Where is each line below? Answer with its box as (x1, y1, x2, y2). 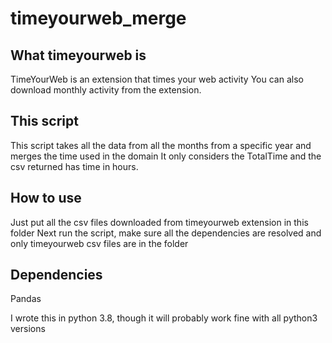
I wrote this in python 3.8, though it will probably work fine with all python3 (10, 312, 318, 324)
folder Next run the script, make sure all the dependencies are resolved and (10, 227, 322, 239)
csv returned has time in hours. (10, 160, 139, 172)
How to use (10, 190, 82, 207)
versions (10, 323, 46, 335)
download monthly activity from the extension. (10, 84, 202, 96)
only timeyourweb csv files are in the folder (10, 237, 189, 249)
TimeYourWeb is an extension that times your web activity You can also (10, 73, 304, 85)
